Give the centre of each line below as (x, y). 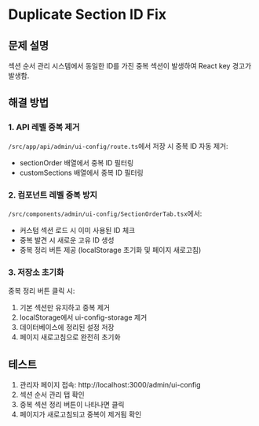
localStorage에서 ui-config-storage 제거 (83, 317)
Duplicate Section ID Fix (88, 15)
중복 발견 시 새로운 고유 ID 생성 (67, 240)
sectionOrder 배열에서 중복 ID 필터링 (77, 162)
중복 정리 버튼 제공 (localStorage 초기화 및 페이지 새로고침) (110, 250)
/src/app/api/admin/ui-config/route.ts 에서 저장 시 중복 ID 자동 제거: (119, 146)
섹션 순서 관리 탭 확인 (52, 395)
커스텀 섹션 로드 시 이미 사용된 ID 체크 (77, 230)
